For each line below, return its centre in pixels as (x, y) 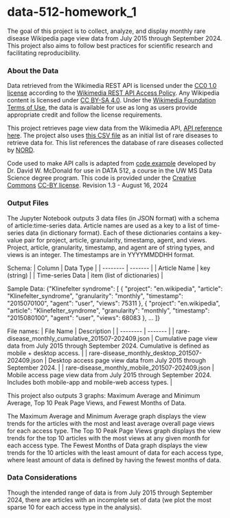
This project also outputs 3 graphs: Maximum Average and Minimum (104, 395)
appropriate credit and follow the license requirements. (85, 115)
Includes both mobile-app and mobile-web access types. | (90, 382)
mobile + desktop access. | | (47, 353)
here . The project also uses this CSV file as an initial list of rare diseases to (113, 135)
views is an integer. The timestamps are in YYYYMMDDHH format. (101, 254)
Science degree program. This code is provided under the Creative (102, 178)
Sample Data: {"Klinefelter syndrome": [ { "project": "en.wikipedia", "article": (115, 289)
